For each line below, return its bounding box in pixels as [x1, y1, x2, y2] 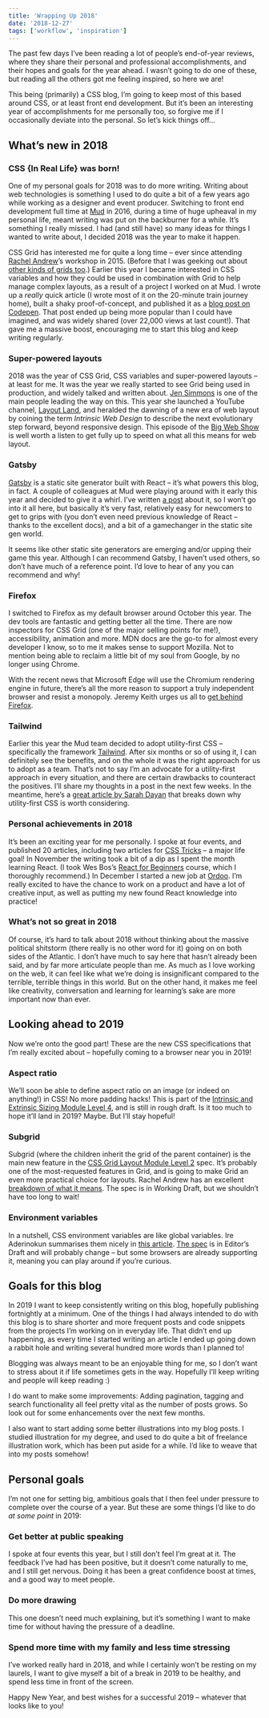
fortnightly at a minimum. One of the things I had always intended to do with [8, 1309, 259, 1318]
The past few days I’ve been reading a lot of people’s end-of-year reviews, [8, 49, 255, 59]
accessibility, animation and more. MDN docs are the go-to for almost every [8, 633, 259, 643]
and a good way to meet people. [8, 1574, 115, 1585]
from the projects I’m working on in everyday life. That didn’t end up [8, 1326, 232, 1336]
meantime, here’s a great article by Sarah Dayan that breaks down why [8, 790, 242, 799]
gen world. [8, 529, 44, 538]
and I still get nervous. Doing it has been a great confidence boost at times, [8, 1566, 256, 1576]
